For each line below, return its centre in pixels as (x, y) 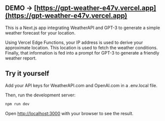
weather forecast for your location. (40, 33)
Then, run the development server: (40, 95)
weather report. (21, 58)
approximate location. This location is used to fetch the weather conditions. (82, 47)
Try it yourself (27, 74)
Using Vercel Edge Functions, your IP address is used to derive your (74, 42)
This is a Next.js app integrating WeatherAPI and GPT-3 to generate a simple (82, 28)
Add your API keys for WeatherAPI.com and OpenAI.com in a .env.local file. (81, 85)
